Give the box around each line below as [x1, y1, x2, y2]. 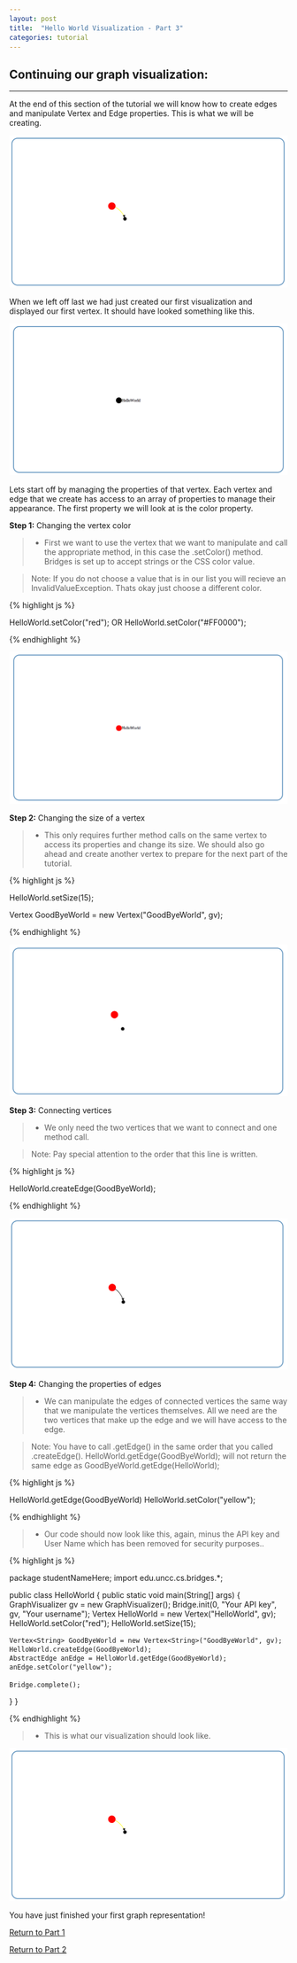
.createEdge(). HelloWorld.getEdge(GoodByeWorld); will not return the [30, 1451, 287, 1461]
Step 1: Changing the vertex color [9, 519, 132, 531]
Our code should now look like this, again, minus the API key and [43, 1529, 280, 1539]
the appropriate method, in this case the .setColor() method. [43, 546, 263, 557]
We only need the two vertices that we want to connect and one [43, 1122, 278, 1133]
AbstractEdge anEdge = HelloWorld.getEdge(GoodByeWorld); [9, 1654, 227, 1663]
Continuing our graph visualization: [9, 66, 209, 82]
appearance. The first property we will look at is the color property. [9, 502, 254, 513]
